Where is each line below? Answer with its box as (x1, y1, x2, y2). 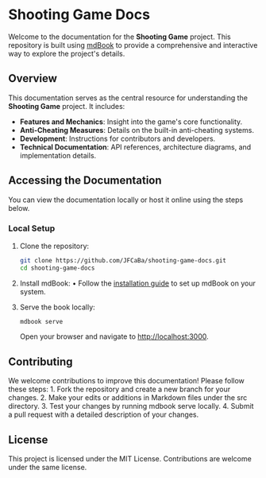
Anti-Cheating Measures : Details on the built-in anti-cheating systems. (19, 125, 254, 134)
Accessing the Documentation (8, 173, 162, 188)
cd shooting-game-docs (19, 264, 95, 272)
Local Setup (8, 223, 56, 234)
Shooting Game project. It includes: (8, 101, 125, 111)
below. (8, 203, 30, 212)
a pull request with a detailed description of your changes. (8, 410, 199, 419)
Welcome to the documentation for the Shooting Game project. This (8, 32, 232, 41)
